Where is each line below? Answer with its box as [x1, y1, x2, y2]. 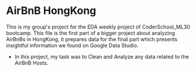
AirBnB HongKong [6, 4, 97, 17]
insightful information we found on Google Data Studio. [6, 42, 139, 49]
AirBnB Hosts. [14, 59, 49, 66]
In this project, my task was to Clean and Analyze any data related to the [14, 53, 189, 60]
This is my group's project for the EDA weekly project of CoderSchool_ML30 [6, 23, 190, 30]
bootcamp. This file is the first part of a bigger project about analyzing [6, 29, 176, 36]
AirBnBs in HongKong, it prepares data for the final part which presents [6, 35, 178, 42]
